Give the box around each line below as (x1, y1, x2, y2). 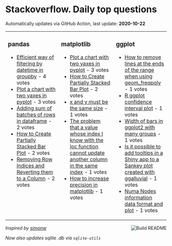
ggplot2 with (124, 124, 155, 131)
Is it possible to (124, 143, 161, 150)
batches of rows (16, 111, 56, 118)
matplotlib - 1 (70, 187, 103, 194)
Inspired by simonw (5, 225, 47, 231)
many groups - (124, 130, 161, 137)
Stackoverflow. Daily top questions (5, 4, 157, 15)
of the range (124, 66, 155, 73)
